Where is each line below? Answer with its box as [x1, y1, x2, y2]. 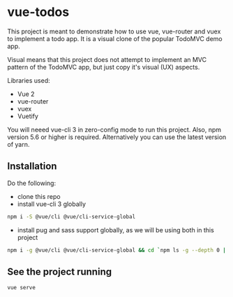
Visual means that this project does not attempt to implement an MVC [7, 55, 207, 63]
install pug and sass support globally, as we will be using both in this [17, 225, 214, 234]
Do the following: [7, 179, 57, 187]
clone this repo [17, 192, 61, 200]
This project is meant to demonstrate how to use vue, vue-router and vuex [7, 27, 221, 35]
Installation [7, 161, 57, 172]
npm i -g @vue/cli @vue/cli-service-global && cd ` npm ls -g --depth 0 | [7, 246, 227, 254]
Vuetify [17, 112, 38, 120]
